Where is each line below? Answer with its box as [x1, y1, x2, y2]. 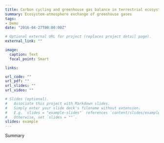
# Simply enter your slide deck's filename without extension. [5, 105, 141, 110]
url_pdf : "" [5, 79, 29, 83]
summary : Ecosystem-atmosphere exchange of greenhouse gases [5, 12, 132, 17]
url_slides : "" [5, 83, 36, 88]
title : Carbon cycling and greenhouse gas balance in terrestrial [5, 7, 143, 12]
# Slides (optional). [5, 97, 49, 102]
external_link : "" [5, 39, 42, 44]
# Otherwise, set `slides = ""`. [5, 115, 78, 120]
